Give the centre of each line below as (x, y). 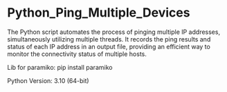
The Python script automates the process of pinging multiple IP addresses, (113, 32)
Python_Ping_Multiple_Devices (99, 13)
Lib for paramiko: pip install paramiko (60, 67)
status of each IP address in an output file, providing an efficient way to (109, 46)
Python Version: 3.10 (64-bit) (48, 80)
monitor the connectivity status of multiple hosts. (77, 54)
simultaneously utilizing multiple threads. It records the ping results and (109, 39)
